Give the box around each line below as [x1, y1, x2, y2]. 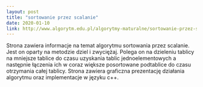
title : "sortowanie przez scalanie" [6, 14, 98, 20]
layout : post [6, 8, 39, 15]
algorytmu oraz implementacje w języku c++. [6, 74, 119, 81]
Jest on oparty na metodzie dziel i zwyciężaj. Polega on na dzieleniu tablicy [6, 49, 195, 56]
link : [6, 25, 20, 32]
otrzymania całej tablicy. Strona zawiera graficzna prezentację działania [6, 67, 185, 75]
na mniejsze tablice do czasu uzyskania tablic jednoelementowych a [6, 55, 176, 62]
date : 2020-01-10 [6, 20, 50, 26]
